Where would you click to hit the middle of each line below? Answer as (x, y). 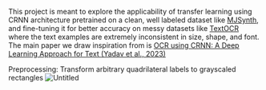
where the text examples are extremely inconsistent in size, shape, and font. (134, 37)
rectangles (26, 78)
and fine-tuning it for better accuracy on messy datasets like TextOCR (123, 28)
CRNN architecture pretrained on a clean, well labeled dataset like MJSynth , (133, 20)
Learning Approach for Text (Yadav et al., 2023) (87, 54)
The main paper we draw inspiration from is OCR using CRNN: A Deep (124, 45)
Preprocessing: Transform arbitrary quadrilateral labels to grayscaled (122, 69)
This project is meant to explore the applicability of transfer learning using (130, 12)
